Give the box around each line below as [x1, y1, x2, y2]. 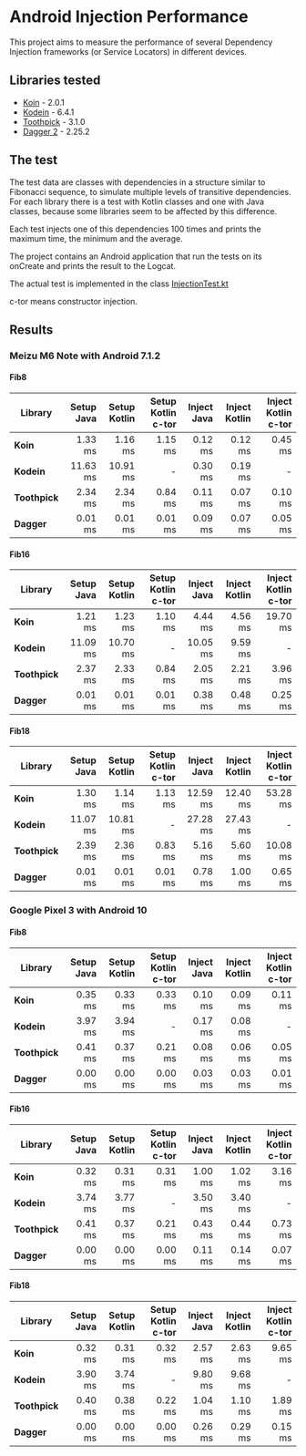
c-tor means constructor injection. [9, 295, 138, 306]
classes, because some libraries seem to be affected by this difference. [9, 205, 278, 216]
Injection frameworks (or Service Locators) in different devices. [9, 46, 248, 57]
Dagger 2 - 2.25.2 [22, 126, 90, 137]
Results [9, 322, 54, 337]
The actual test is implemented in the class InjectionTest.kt [9, 278, 229, 289]
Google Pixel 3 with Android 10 [9, 904, 148, 917]
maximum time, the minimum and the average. [9, 232, 184, 243]
